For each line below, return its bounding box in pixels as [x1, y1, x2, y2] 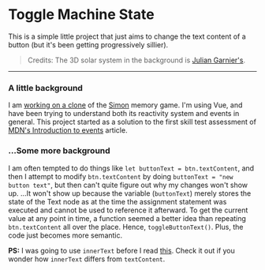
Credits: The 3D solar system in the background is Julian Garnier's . [27, 55, 246, 65]
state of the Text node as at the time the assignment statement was [8, 197, 227, 206]
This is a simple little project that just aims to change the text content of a [8, 32, 246, 41]
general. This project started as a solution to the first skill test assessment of [8, 117, 256, 127]
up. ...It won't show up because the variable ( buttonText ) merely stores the [8, 188, 252, 198]
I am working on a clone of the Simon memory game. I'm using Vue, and [8, 100, 243, 110]
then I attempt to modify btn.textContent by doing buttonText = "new [8, 171, 234, 181]
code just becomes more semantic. [8, 231, 123, 240]
